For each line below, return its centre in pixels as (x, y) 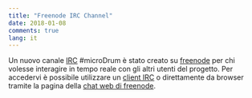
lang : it (23, 38)
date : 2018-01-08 (37, 23)
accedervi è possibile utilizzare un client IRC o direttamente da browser (126, 77)
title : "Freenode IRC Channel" (61, 16)
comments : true (34, 30)
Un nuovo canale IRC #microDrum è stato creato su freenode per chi (122, 61)
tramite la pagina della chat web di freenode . (82, 86)
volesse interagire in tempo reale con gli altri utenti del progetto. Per (121, 69)
